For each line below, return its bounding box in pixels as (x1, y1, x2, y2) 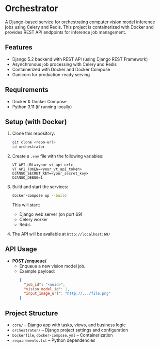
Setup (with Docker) (5, 117, 67, 126)
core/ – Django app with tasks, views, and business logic (12, 322, 126, 328)
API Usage (5, 245, 37, 253)
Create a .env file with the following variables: (12, 153, 104, 159)
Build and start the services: (12, 184, 68, 190)
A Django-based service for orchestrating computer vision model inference (5, 19, 155, 25)
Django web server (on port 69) (19, 211, 83, 217)
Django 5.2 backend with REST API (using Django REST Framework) (12, 56, 148, 62)
